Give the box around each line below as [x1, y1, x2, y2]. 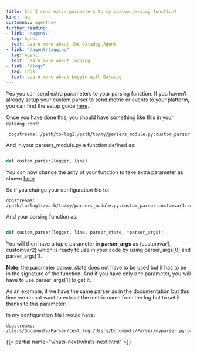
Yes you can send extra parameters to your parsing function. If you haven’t [6, 90, 187, 97]
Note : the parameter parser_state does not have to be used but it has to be [6, 264, 187, 271]
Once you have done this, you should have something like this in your [6, 114, 174, 121]
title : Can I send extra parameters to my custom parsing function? [6, 8, 177, 15]
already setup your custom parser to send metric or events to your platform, [6, 96, 190, 103]
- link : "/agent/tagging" [6, 47, 69, 53]
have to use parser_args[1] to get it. [6, 276, 91, 283]
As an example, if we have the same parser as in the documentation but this [6, 288, 189, 295]
